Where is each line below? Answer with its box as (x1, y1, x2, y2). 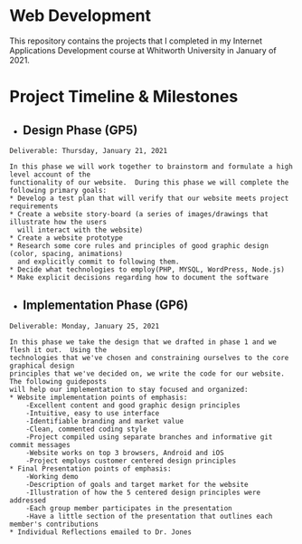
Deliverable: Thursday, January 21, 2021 (9, 146, 168, 155)
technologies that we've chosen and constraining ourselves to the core (9, 353, 289, 362)
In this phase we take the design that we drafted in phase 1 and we (9, 337, 278, 347)
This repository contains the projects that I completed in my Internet (9, 35, 262, 46)
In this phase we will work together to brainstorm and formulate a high (9, 162, 294, 171)
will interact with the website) (17, 225, 144, 234)
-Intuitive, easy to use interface (25, 408, 160, 417)
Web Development (9, 5, 152, 26)
